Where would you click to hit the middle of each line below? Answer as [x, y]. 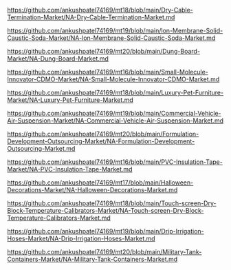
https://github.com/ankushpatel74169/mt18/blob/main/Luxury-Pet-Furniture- [115, 93]
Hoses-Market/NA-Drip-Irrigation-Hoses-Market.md [81, 238]
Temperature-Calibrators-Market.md [59, 218]
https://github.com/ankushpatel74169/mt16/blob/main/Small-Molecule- [108, 72]
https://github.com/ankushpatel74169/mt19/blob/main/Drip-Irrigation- [106, 231]
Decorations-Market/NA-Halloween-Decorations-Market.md [92, 190]
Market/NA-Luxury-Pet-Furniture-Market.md [70, 100]
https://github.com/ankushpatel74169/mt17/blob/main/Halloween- [100, 183]
